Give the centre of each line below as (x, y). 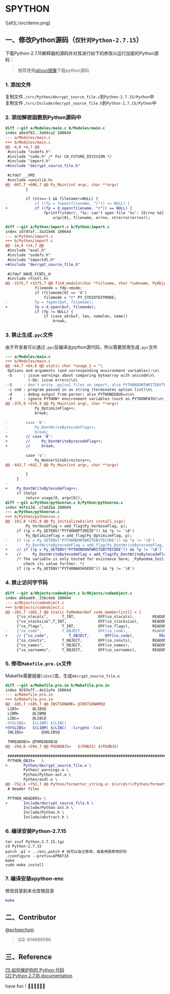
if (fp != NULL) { (54, 312)
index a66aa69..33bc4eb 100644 (38, 598)
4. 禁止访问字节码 (27, 582)
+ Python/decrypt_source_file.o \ (49, 766)
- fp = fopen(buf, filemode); (50, 302)
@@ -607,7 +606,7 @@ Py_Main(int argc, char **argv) (62, 185)
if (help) (27, 493)
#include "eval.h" (27, 251)
